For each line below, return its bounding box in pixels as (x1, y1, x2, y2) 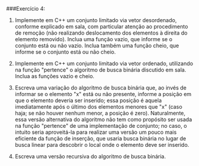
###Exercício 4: (6, 5, 45, 12)
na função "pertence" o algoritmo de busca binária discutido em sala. (14, 66, 186, 73)
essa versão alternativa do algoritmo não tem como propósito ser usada (14, 116, 192, 123)
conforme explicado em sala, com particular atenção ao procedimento (14, 23, 188, 30)
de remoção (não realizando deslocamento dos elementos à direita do (14, 29, 188, 36)
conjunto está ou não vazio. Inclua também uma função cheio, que (14, 42, 179, 49)
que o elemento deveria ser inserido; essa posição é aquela (14, 97, 163, 104)
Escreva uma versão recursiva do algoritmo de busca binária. (14, 153, 166, 160)
